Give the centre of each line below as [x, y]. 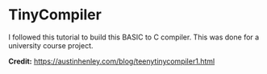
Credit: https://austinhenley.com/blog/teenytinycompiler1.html [112, 61]
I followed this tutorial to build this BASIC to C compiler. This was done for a [134, 37]
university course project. [51, 45]
